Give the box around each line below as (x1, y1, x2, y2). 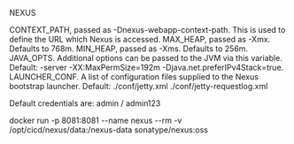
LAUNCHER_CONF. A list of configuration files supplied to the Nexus (9, 72, 259, 82)
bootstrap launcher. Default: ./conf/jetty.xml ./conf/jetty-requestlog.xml (9, 81, 268, 91)
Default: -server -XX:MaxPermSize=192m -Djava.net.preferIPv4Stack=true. (9, 62, 284, 72)
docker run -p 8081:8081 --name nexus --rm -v (9, 115, 182, 125)
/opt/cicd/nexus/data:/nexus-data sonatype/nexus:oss (9, 125, 208, 135)
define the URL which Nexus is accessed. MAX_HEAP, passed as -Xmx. (9, 34, 271, 44)
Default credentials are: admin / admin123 (9, 98, 161, 109)
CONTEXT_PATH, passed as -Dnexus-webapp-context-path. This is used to (9, 25, 286, 34)
